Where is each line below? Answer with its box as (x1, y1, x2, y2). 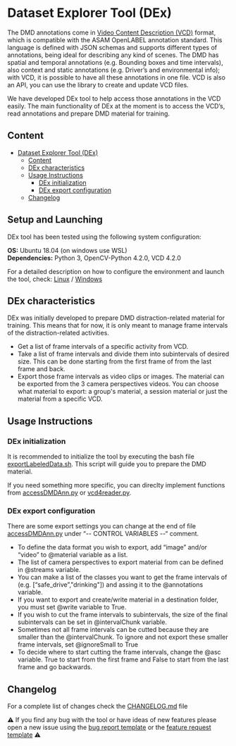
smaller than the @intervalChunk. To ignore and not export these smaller (17, 633, 228, 642)
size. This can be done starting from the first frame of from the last (17, 357, 212, 366)
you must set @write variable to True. (17, 603, 127, 611)
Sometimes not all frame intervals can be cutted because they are (17, 626, 209, 634)
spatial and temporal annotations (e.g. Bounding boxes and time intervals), (7, 58, 223, 66)
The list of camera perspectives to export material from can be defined (17, 558, 224, 566)
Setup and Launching (7, 213, 104, 226)
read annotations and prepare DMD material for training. (7, 109, 170, 118)
